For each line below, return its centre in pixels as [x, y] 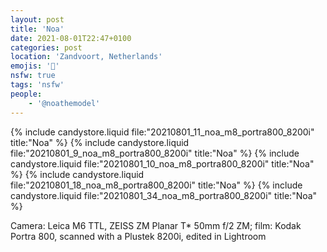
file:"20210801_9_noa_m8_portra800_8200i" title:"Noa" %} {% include [155, 153]
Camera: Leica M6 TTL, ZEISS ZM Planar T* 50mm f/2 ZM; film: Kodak [156, 225]
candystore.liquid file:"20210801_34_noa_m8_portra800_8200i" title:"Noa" [164, 195]
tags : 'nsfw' [37, 85]
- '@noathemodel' [64, 103]
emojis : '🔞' [35, 66]
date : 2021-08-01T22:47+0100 [71, 38]
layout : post [37, 19]
